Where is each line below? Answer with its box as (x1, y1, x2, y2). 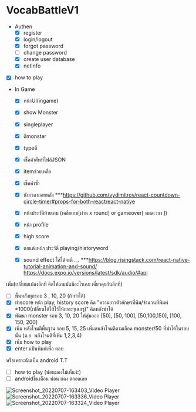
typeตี (23, 144, 38, 151)
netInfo (23, 62, 41, 69)
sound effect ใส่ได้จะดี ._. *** (23, 256, 89, 264)
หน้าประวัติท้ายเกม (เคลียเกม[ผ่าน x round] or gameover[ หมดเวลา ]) (23, 209, 168, 216)
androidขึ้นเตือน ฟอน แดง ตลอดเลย (14, 375, 87, 382)
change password (23, 49, 67, 56)
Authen (14, 23, 33, 30)
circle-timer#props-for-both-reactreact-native (23, 198, 136, 205)
